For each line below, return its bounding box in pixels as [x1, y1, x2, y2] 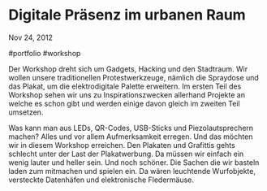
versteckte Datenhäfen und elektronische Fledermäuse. [8, 175, 195, 184]
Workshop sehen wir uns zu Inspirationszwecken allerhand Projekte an [8, 89, 246, 99]
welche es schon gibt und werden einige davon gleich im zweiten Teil [8, 98, 241, 108]
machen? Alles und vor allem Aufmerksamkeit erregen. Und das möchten [8, 132, 253, 141]
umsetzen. [8, 107, 44, 117]
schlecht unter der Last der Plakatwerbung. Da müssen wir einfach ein [8, 149, 244, 158]
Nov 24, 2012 [8, 33, 53, 42]
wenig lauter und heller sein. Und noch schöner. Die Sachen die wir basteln [8, 157, 260, 167]
